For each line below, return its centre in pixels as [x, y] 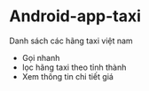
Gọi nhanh [41, 57]
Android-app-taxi [75, 16]
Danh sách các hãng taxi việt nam [71, 41]
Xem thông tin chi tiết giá [67, 76]
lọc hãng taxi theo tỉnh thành [74, 67]
